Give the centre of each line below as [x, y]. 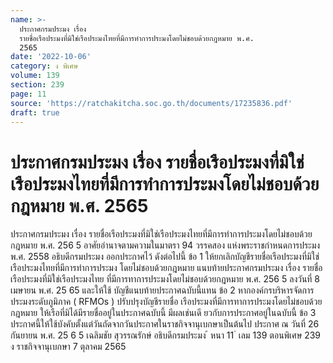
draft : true [35, 112]
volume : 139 [35, 76]
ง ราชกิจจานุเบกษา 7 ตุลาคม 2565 [68, 347]
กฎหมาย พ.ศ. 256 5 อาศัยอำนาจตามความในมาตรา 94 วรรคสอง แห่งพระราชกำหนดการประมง [165, 245]
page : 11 [28, 94]
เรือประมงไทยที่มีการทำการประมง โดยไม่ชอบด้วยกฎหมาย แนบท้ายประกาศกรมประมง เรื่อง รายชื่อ [166, 268]
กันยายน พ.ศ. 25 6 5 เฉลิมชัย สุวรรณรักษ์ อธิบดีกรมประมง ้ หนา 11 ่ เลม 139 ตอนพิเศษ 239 [166, 335]
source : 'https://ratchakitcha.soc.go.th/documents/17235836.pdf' [151, 103]
